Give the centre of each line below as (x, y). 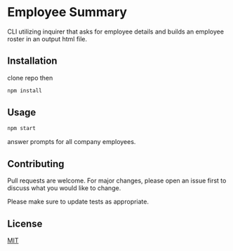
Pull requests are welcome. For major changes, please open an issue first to (117, 181)
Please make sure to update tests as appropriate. (78, 202)
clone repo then (30, 78)
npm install (25, 91)
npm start (22, 129)
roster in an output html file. (47, 38)
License (25, 223)
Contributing (36, 164)
